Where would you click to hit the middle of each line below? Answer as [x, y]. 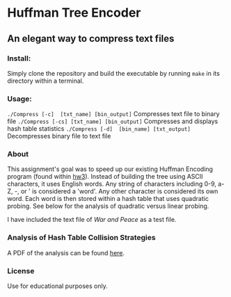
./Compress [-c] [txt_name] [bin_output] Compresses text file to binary [114, 114]
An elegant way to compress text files [91, 39]
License [21, 271]
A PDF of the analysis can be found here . [66, 252]
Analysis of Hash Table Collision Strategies [81, 238]
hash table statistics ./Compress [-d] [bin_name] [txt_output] [99, 129]
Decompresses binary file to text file [59, 136]
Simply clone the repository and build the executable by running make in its [114, 73]
